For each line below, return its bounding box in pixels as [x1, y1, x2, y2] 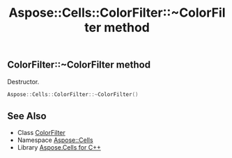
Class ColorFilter [17, 129, 66, 137]
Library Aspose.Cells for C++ [17, 143, 101, 152]
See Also [7, 110, 47, 122]
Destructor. [7, 77, 40, 86]
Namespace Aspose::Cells [17, 136, 93, 144]
